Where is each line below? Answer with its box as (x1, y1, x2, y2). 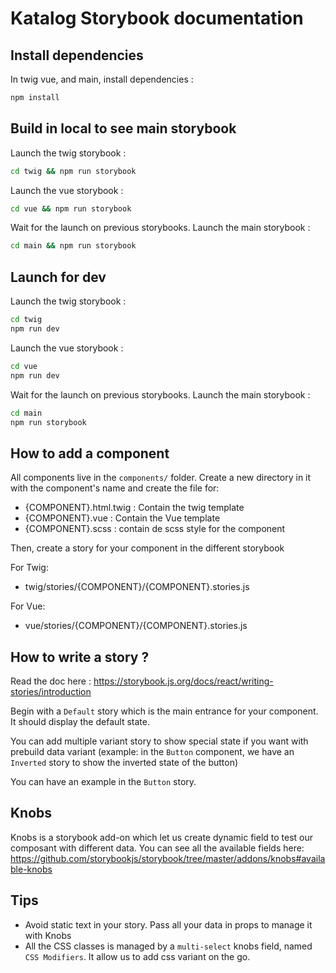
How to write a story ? (10, 648, 150, 666)
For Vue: (10, 600, 46, 612)
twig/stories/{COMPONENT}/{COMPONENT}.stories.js (24, 581, 250, 593)
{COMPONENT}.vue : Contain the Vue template (24, 512, 221, 524)
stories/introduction (10, 686, 92, 697)
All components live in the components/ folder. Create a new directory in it (10, 472, 312, 484)
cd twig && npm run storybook (10, 166, 137, 176)
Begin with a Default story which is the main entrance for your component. (10, 705, 319, 717)
